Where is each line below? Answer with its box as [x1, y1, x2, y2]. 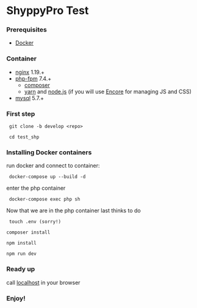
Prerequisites [6, 26, 47, 34]
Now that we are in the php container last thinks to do [6, 207, 141, 214]
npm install [6, 240, 37, 246]
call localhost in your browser [6, 279, 81, 286]
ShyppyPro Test [6, 4, 89, 18]
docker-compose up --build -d [9, 174, 86, 180]
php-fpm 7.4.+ [15, 74, 52, 82]
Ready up [6, 265, 35, 273]
